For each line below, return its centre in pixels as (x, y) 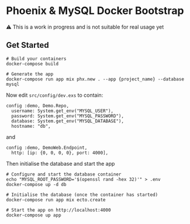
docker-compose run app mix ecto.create (56, 199)
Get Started (27, 45)
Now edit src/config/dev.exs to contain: (55, 95)
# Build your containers (36, 59)
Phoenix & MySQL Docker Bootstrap (95, 11)
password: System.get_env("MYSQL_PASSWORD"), (68, 116)
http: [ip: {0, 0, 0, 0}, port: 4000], (60, 153)
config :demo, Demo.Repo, (37, 106)
